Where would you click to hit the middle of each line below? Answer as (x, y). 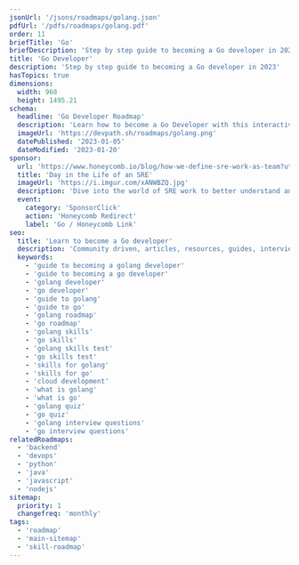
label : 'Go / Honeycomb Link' (81, 224)
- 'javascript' (45, 480)
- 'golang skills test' (69, 348)
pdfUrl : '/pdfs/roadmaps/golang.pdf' (79, 26)
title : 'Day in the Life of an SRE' (85, 174)
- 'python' (37, 464)
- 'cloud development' (67, 382)
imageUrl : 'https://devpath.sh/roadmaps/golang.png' (117, 133)
